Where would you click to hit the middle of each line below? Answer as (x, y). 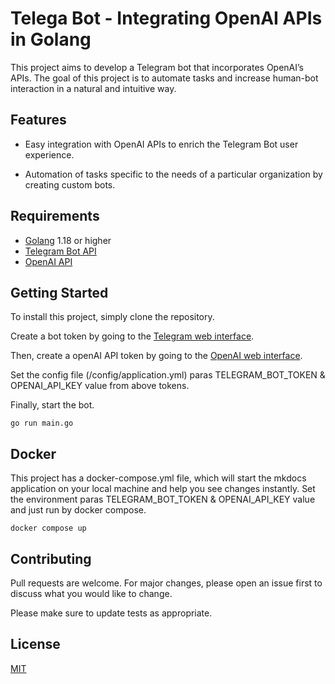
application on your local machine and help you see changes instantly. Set (163, 489)
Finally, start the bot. (52, 405)
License (35, 644)
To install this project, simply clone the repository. (112, 317)
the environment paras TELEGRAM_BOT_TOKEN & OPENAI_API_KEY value (163, 499)
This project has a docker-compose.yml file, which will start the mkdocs (158, 478)
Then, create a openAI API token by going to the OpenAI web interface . (156, 356)
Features (38, 120)
